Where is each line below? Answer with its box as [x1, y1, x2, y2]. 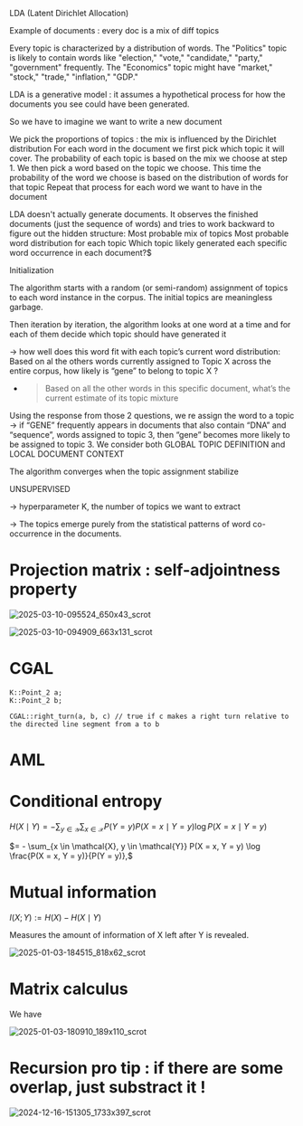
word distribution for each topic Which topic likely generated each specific [9, 238, 288, 248]
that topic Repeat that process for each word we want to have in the [9, 182, 262, 193]
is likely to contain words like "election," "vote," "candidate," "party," [9, 52, 264, 62]
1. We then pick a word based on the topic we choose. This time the [9, 163, 261, 173]
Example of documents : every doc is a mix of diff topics [9, 25, 220, 35]
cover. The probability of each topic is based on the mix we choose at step [9, 153, 288, 164]
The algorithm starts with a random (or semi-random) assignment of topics [9, 282, 289, 293]
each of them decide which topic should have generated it [9, 329, 227, 339]
